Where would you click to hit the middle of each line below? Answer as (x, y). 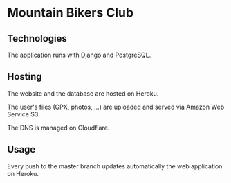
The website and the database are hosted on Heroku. (83, 93)
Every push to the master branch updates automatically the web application (115, 166)
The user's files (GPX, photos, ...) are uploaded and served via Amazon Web (116, 107)
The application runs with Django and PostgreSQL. (79, 55)
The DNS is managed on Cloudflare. (58, 128)
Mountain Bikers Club (70, 13)
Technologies (37, 38)
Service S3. (24, 114)
